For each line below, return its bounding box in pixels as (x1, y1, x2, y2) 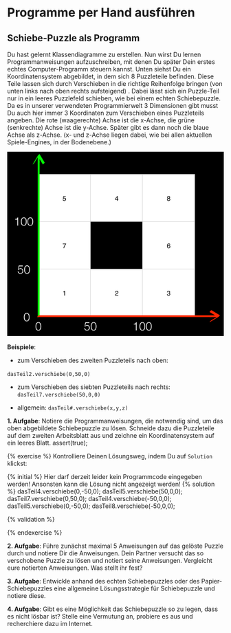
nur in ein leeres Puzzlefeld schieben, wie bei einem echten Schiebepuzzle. (7, 94, 221, 102)
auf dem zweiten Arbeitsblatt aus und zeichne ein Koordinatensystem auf (7, 432, 214, 440)
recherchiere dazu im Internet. (7, 620, 93, 628)
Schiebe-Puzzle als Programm (7, 32, 140, 44)
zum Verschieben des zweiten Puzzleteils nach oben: (16, 356, 168, 365)
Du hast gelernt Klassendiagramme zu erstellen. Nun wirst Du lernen (7, 50, 201, 58)
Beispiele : (7, 343, 36, 351)
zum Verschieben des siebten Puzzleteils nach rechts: (16, 383, 170, 391)
